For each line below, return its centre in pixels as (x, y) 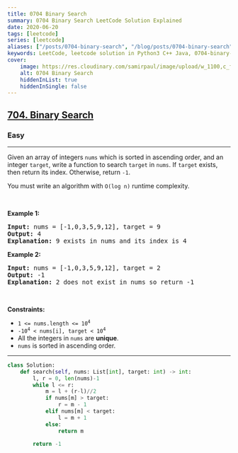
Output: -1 (26, 275)
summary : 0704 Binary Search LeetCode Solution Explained (95, 21)
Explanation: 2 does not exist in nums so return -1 (101, 282)
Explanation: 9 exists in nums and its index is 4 (97, 241)
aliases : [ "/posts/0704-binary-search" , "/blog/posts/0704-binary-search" (120, 47)
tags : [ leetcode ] (33, 34)
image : (30, 67)
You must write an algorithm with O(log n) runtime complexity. (98, 185)
